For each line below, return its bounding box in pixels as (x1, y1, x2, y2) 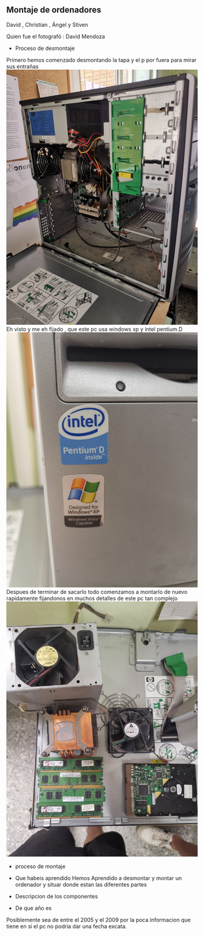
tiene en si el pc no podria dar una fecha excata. (6, 923, 127, 930)
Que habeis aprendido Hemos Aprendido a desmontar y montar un (15, 874, 182, 881)
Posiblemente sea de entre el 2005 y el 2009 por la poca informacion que (6, 916, 191, 923)
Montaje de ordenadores (6, 5, 101, 15)
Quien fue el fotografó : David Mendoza (6, 33, 105, 40)
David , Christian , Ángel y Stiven (6, 21, 88, 28)
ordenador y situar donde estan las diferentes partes (15, 881, 147, 888)
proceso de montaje (15, 863, 66, 870)
